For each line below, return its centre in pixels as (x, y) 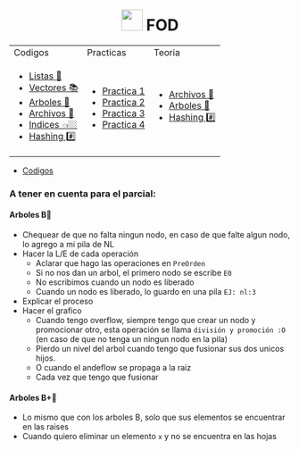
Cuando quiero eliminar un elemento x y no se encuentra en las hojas (149, 437)
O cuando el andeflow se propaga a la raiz (113, 368)
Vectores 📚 (54, 87)
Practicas (107, 52)
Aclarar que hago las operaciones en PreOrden (120, 263)
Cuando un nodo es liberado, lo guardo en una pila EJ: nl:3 (145, 292)
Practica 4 (124, 124)
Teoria (166, 52)
